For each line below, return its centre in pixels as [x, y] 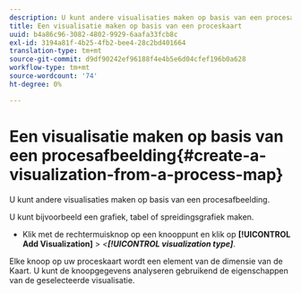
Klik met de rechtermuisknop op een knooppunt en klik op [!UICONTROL [156, 234]
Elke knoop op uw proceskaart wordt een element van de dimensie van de [146, 261]
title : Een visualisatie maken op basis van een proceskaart [126, 26]
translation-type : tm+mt [56, 51]
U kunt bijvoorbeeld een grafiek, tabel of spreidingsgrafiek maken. [132, 217]
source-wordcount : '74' [54, 76]
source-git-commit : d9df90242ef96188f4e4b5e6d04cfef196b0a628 [128, 59]
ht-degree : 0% [36, 84]
